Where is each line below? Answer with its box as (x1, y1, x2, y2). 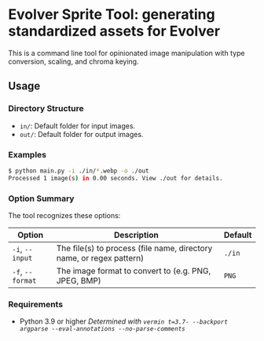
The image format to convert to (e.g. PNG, (56, 265, 211, 276)
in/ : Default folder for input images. (19, 120, 136, 131)
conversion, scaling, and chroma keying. (8, 57, 139, 66)
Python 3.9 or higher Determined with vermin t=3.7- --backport (19, 317, 228, 326)
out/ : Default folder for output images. (19, 129, 144, 139)
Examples (8, 149, 47, 160)
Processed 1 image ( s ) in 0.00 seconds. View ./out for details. (8, 174, 223, 182)
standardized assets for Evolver (8, 22, 221, 40)
